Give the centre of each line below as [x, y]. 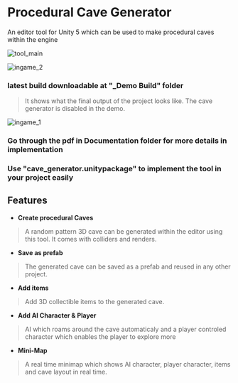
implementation [35, 150]
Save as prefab [40, 252]
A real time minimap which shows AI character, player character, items [128, 364]
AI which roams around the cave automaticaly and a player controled [125, 329]
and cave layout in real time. [66, 372]
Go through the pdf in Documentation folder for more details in [117, 141]
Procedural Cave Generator [90, 12]
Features [27, 201]
